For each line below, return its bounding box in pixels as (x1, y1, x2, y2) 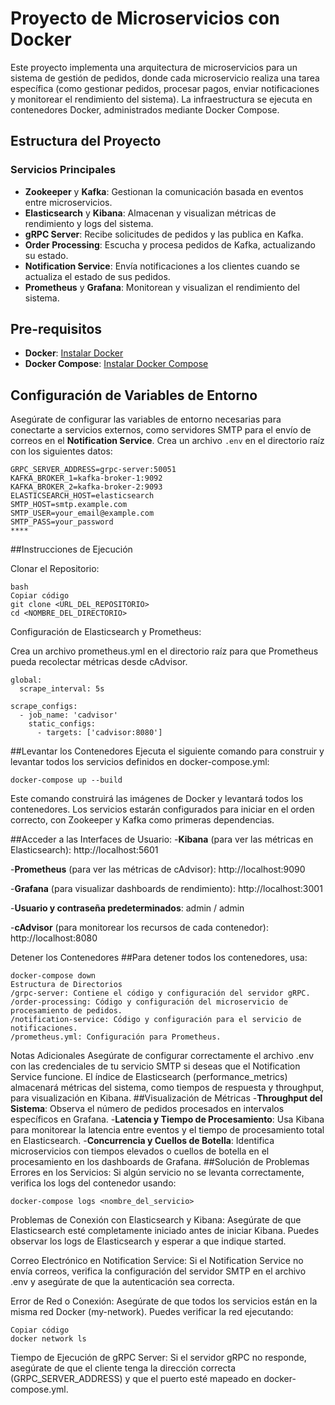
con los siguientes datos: (10, 445, 113, 457)
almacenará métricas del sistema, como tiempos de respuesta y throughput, (10, 1082, 325, 1094)
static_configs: (28, 719, 97, 729)
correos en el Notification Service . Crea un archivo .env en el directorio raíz (10, 435, 325, 447)
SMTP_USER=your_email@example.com (10, 508, 155, 519)
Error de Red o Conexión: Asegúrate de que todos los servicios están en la (10, 1295, 318, 1307)
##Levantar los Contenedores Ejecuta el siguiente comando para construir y (10, 745, 325, 757)
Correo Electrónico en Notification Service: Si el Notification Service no (10, 1255, 304, 1267)
